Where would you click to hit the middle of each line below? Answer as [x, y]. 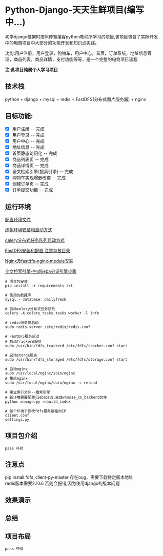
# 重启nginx [16, 379]
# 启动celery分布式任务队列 [30, 309]
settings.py [17, 420]
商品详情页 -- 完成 [30, 165]
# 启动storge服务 [21, 355]
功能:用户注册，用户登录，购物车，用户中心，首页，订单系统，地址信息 [76, 53]
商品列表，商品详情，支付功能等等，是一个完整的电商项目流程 [75, 59]
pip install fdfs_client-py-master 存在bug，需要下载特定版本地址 [69, 477]
